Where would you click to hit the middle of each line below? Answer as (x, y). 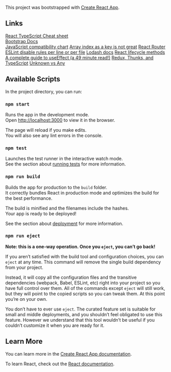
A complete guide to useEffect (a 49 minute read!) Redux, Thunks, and (80, 57)
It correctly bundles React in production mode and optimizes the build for (82, 193)
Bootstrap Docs (22, 41)
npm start (17, 104)
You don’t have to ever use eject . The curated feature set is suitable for (80, 309)
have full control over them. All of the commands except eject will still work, (85, 288)
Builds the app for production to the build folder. (56, 187)
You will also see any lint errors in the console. (54, 135)
